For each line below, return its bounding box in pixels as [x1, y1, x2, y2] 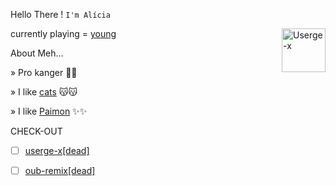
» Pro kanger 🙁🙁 [10, 67, 78, 78]
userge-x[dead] [24, 145, 90, 156]
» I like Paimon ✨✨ [10, 105, 88, 117]
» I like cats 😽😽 [10, 86, 78, 98]
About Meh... [10, 47, 64, 59]
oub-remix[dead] [24, 165, 96, 177]
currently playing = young [10, 28, 117, 39]
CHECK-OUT [10, 125, 63, 137]
